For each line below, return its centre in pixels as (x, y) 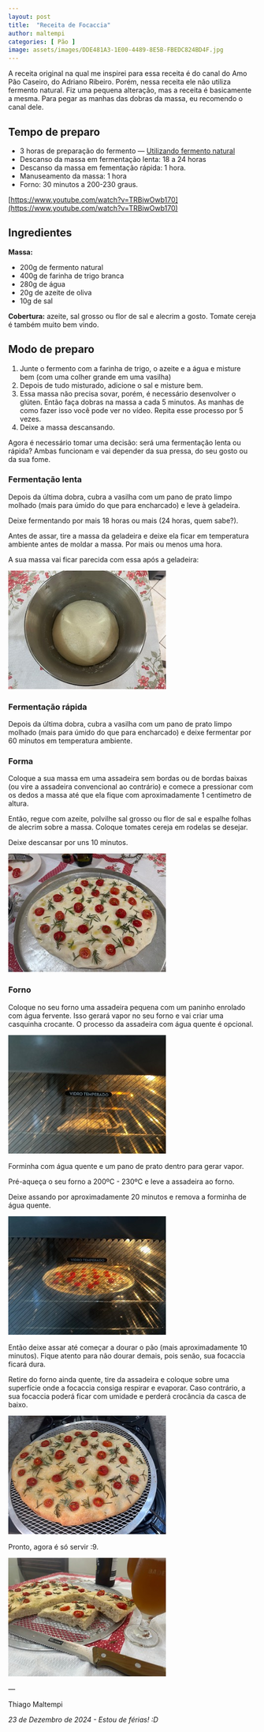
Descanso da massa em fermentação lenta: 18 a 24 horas (113, 159)
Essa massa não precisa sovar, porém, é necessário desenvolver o (128, 393)
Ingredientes (40, 233)
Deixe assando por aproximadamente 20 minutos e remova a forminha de (127, 1197)
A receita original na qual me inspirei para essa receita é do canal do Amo (128, 73)
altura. (19, 804)
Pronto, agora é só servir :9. (54, 1546)
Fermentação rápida (48, 707)
